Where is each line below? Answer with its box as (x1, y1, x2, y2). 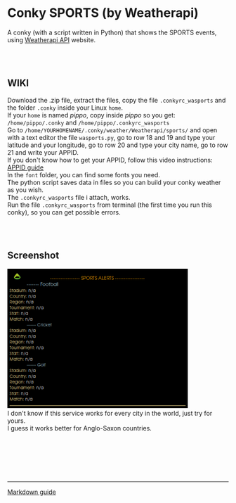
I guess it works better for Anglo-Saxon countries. (7, 424, 152, 432)
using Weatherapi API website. (7, 35, 96, 44)
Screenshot (7, 250, 60, 262)
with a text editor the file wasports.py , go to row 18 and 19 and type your (7, 133, 216, 141)
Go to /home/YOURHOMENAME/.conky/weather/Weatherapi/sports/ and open (7, 125, 218, 134)
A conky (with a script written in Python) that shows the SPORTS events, (7, 28, 217, 37)
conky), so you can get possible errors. (7, 208, 121, 216)
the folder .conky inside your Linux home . (7, 103, 124, 112)
